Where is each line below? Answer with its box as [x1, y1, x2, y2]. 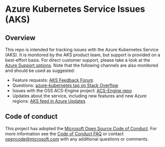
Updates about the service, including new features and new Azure [12, 93, 147, 99]
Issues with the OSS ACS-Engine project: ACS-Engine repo [12, 88, 132, 93]
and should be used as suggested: [5, 68, 75, 73]
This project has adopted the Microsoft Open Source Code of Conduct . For [5, 125, 157, 131]
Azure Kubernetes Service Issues [5, 3, 145, 15]
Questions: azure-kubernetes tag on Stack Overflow [12, 82, 119, 88]
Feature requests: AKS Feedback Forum [12, 77, 94, 83]
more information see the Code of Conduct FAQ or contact [5, 131, 124, 137]
